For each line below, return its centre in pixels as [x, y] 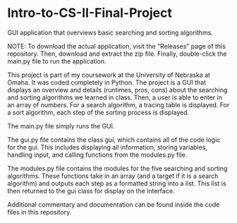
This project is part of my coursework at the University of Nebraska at [109, 75]
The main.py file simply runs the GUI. [61, 126]
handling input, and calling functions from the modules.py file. [97, 155]
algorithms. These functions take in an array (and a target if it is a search [113, 176]
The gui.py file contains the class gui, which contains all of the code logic [114, 140]
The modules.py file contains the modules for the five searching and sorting [117, 168]
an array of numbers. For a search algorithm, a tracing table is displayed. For [119, 104]
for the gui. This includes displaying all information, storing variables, [108, 147]
